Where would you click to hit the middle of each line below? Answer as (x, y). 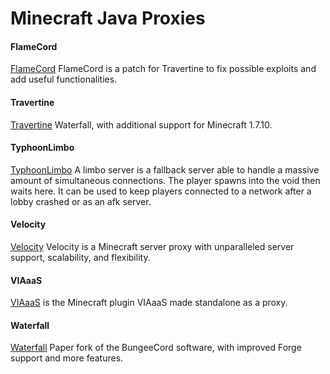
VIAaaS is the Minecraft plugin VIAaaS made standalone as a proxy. (149, 303)
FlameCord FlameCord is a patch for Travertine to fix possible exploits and (163, 69)
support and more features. (67, 358)
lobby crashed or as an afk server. (81, 201)
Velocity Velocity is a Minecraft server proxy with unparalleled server (152, 246)
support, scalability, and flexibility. (80, 257)
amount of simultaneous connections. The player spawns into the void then (165, 180)
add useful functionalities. (64, 79)
